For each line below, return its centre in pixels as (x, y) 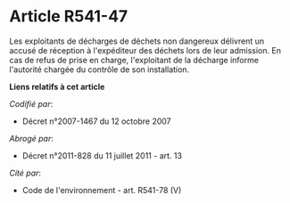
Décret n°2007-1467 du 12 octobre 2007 (96, 121)
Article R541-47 (69, 16)
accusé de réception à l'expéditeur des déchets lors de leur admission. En (145, 50)
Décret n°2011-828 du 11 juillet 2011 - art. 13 (102, 155)
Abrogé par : (31, 138)
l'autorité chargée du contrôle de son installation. (99, 69)
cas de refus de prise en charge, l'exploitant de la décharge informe (134, 60)
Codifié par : (31, 103)
